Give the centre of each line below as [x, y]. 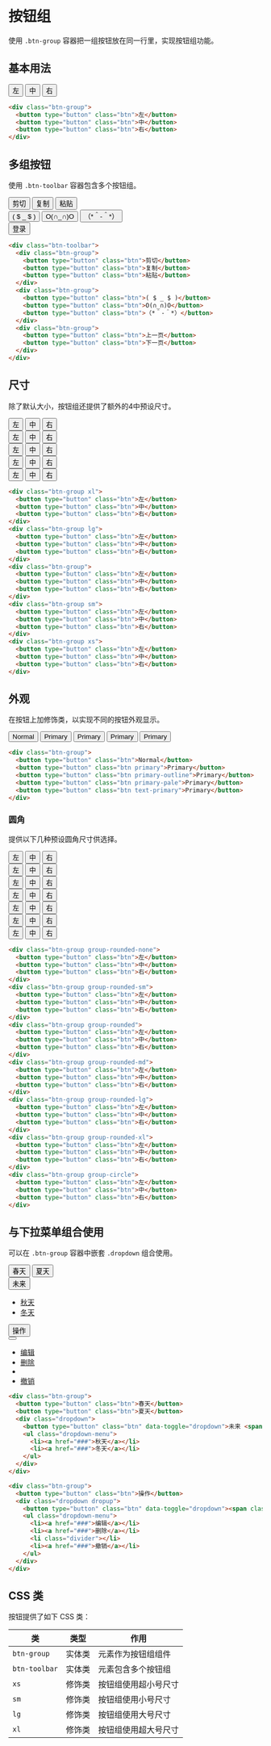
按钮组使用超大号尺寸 [139, 1730]
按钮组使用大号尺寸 [135, 1715]
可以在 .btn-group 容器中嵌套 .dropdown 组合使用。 [93, 1253]
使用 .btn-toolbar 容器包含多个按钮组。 [75, 185]
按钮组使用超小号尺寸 [139, 1685]
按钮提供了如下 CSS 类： [50, 1617]
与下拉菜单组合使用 [56, 1232]
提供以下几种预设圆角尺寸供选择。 [65, 839]
